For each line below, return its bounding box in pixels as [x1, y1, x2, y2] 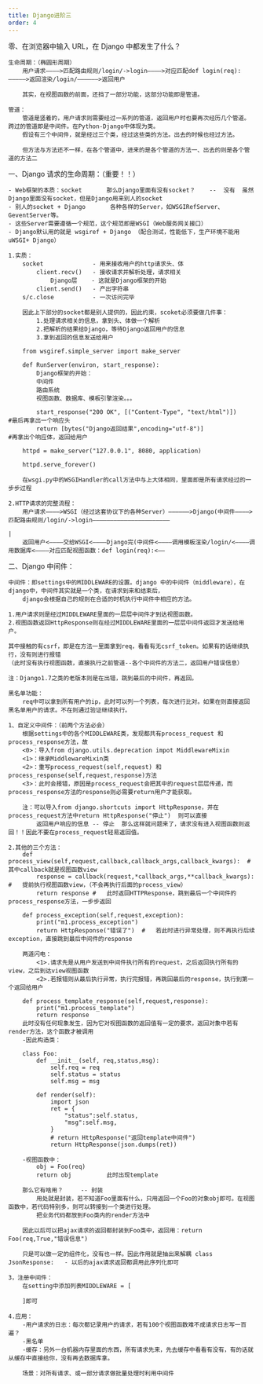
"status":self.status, [64, 1111, 139, 1119]
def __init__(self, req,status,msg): [36, 1056, 159, 1064]
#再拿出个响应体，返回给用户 [8, 433, 88, 441]
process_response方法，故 [8, 738, 89, 746]
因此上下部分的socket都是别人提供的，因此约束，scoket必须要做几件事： [22, 308, 228, 317]
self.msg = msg [49, 1077, 100, 1085]
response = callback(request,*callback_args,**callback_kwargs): [36, 873, 255, 881]
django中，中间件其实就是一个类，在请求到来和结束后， [8, 587, 164, 595]
